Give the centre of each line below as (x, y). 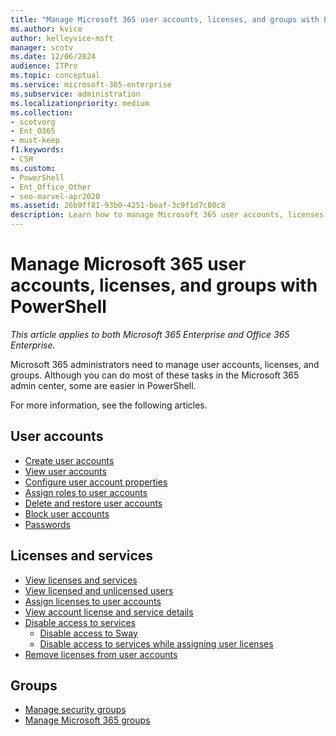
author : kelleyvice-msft (62, 38)
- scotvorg (33, 122)
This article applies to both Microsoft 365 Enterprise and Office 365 (150, 334)
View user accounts (65, 471)
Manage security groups (75, 710)
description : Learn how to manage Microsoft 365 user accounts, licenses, (169, 215)
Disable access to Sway (88, 633)
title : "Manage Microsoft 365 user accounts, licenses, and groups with (165, 19)
